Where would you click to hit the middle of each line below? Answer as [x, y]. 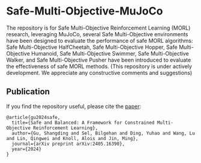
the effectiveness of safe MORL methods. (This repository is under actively [99, 66]
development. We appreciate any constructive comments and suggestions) [99, 72]
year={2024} [27, 149]
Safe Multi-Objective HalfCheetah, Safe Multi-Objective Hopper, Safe [92, 47]
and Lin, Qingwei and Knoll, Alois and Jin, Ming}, [72, 138]
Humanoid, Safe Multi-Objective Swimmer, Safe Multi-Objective [110, 53]
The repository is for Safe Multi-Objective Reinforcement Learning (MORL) [98, 28]
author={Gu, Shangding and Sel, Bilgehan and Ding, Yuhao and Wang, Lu [104, 133]
